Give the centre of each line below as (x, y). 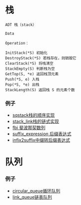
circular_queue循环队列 (36, 191)
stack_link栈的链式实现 (36, 121)
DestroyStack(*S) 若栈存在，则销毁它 (41, 58)
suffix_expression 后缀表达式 (42, 134)
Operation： (17, 43)
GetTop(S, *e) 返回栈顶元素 (32, 74)
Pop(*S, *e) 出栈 (22, 85)
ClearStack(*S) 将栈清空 (29, 63)
